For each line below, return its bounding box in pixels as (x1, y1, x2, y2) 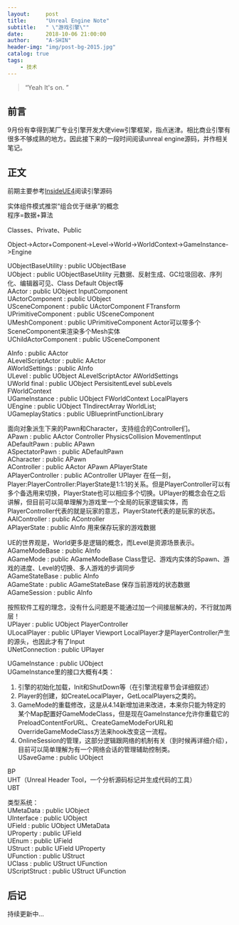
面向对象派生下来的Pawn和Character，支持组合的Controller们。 (7, 424, 194, 433)
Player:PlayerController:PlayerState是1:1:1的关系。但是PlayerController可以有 (7, 480, 231, 489)
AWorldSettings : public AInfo (7, 364, 94, 373)
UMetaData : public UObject (7, 807, 90, 815)
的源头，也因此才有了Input (7, 638, 85, 646)
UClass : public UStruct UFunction (7, 859, 108, 868)
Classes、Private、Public (7, 226, 82, 235)
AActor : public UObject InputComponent (7, 287, 128, 296)
